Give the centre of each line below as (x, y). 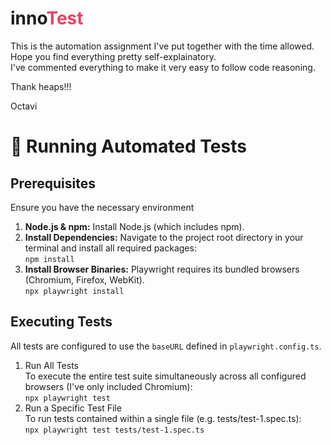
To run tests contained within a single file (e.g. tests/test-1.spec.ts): (163, 418)
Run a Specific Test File (73, 408)
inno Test (47, 18)
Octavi (24, 106)
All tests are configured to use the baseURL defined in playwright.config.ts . (166, 346)
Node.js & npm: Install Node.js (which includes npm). (134, 226)
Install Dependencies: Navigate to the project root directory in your (164, 237)
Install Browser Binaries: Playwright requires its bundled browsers (162, 269)
